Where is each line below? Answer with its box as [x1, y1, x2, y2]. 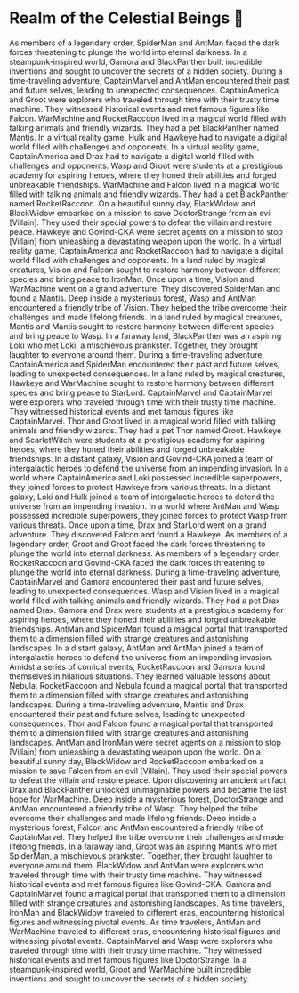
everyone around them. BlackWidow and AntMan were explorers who [9, 860, 264, 870]
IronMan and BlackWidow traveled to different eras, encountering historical [9, 907, 285, 917]
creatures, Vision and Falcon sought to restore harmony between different [9, 264, 281, 275]
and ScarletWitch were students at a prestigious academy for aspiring [9, 434, 265, 445]
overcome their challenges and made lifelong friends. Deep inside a [9, 812, 257, 823]
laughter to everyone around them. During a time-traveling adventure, [9, 349, 265, 359]
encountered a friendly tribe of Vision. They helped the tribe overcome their [9, 302, 287, 312]
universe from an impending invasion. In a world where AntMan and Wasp [9, 500, 280, 511]
